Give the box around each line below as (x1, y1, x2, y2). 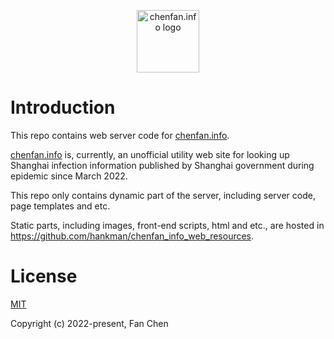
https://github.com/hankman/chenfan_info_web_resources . (10, 230, 255, 242)
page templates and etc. (10, 200, 111, 212)
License (10, 265, 78, 288)
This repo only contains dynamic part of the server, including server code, (10, 189, 316, 201)
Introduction (10, 96, 116, 119)
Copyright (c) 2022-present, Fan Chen (10, 317, 169, 329)
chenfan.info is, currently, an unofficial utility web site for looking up (10, 148, 290, 160)
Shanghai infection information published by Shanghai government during (10, 159, 315, 171)
